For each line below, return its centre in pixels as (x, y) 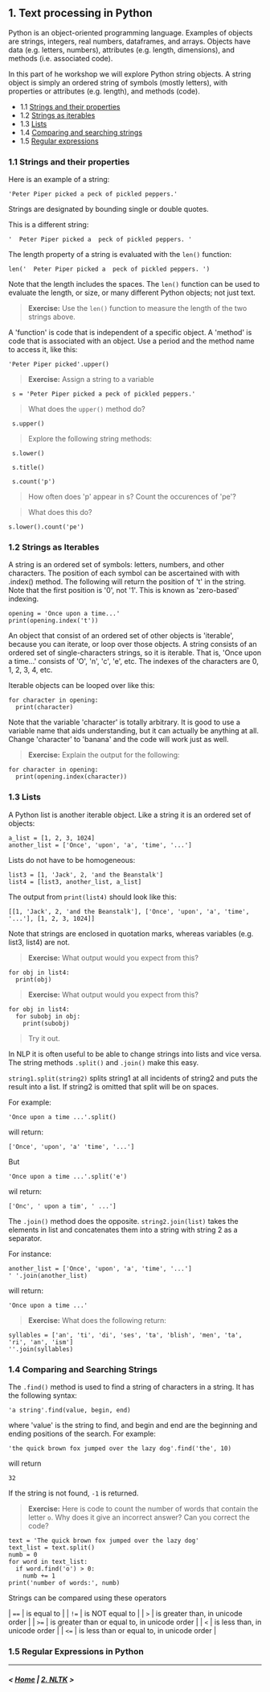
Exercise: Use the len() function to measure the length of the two (137, 309)
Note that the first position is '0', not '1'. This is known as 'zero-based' (124, 591)
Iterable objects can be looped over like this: (82, 686)
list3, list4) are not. (39, 942)
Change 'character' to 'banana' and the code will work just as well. (119, 740)
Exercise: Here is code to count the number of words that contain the (143, 1509)
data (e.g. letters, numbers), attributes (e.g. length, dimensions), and (122, 50)
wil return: (25, 1191)
